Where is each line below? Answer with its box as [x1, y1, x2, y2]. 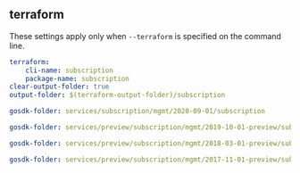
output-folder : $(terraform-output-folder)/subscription [9, 91, 226, 100]
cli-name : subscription [25, 66, 114, 75]
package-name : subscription [25, 74, 129, 83]
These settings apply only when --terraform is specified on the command [9, 30, 281, 41]
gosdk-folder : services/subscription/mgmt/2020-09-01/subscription [9, 107, 266, 116]
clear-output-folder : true [9, 82, 110, 92]
